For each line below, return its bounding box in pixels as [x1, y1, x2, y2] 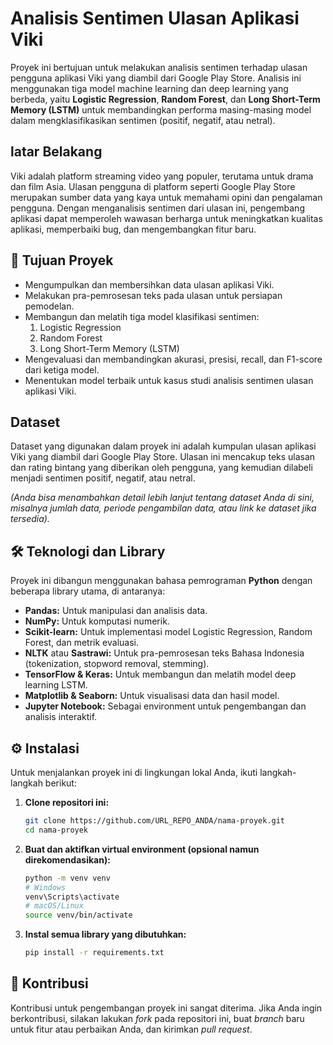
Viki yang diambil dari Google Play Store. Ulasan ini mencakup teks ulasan [10, 451, 316, 463]
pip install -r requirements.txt [24, 948, 165, 958]
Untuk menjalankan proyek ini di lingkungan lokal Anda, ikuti [10, 767, 258, 778]
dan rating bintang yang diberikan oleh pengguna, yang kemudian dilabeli [10, 462, 313, 474]
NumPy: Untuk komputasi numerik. [24, 615, 170, 627]
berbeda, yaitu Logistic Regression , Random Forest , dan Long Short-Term [10, 93, 321, 105]
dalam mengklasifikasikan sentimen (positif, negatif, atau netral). [10, 114, 276, 126]
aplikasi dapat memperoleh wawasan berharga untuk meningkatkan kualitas [10, 212, 323, 224]
